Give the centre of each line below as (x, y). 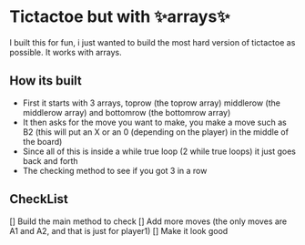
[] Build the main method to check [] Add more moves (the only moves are (148, 221)
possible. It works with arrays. (66, 52)
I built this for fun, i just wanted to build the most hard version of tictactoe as (152, 42)
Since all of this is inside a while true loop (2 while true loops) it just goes (159, 151)
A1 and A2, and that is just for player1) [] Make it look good (119, 230)
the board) (42, 141)
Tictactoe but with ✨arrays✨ (120, 17)
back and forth (51, 160)
